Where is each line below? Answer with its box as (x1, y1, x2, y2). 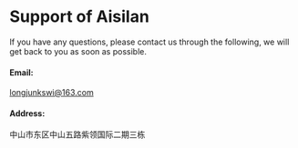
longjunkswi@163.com (9, 87, 94, 98)
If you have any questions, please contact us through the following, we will (9, 36, 290, 47)
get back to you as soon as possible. (9, 45, 148, 56)
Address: (9, 107, 46, 119)
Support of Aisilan (9, 6, 150, 27)
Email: (9, 66, 34, 78)
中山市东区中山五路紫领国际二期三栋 (9, 129, 146, 140)
